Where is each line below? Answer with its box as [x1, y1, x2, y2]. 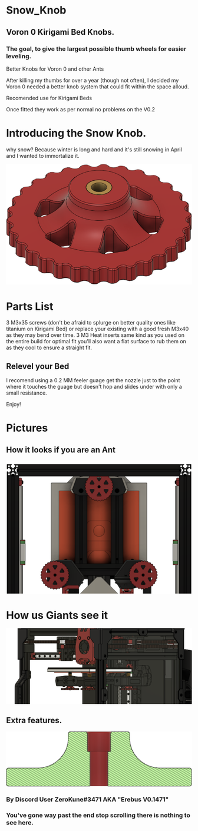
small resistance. [6, 389, 47, 396]
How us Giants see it [6, 608, 108, 622]
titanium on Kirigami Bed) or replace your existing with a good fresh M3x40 [6, 325, 189, 333]
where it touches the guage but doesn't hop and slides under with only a [6, 383, 183, 390]
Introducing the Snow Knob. [6, 127, 147, 140]
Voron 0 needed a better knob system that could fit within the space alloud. [6, 83, 189, 90]
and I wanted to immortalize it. [6, 152, 80, 159]
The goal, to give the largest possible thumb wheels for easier [6, 45, 187, 53]
